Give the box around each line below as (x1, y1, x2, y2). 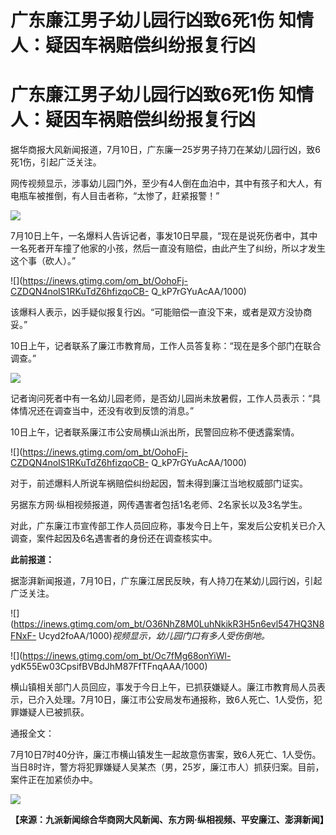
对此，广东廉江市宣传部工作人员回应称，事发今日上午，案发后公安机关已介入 (10, 520, 326, 532)
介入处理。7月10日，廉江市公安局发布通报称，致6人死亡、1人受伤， (36, 694, 314, 706)
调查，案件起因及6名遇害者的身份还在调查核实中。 (10, 532, 218, 545)
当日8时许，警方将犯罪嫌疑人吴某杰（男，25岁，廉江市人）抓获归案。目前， (10, 761, 325, 773)
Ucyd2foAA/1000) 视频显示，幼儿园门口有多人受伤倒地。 (38, 630, 270, 642)
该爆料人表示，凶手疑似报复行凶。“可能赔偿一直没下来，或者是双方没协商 (10, 306, 313, 318)
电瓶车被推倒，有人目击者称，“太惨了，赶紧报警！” (10, 190, 220, 202)
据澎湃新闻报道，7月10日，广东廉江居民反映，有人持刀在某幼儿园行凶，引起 (10, 575, 323, 587)
